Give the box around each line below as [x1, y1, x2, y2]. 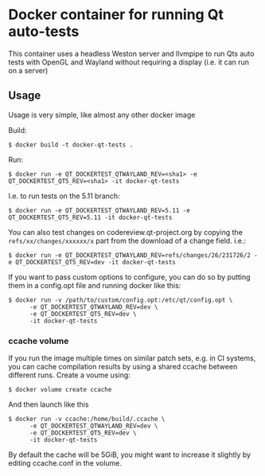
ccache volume [8, 335, 69, 346]
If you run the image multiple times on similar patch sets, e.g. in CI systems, [8, 353, 256, 363]
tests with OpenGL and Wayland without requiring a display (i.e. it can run [8, 57, 249, 67]
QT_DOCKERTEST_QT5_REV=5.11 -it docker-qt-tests [8, 213, 173, 221]
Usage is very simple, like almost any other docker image [8, 110, 196, 119]
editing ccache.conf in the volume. [8, 458, 122, 468]
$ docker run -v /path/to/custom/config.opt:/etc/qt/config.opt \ [8, 296, 233, 304]
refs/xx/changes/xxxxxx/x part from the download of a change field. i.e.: [8, 236, 247, 245]
